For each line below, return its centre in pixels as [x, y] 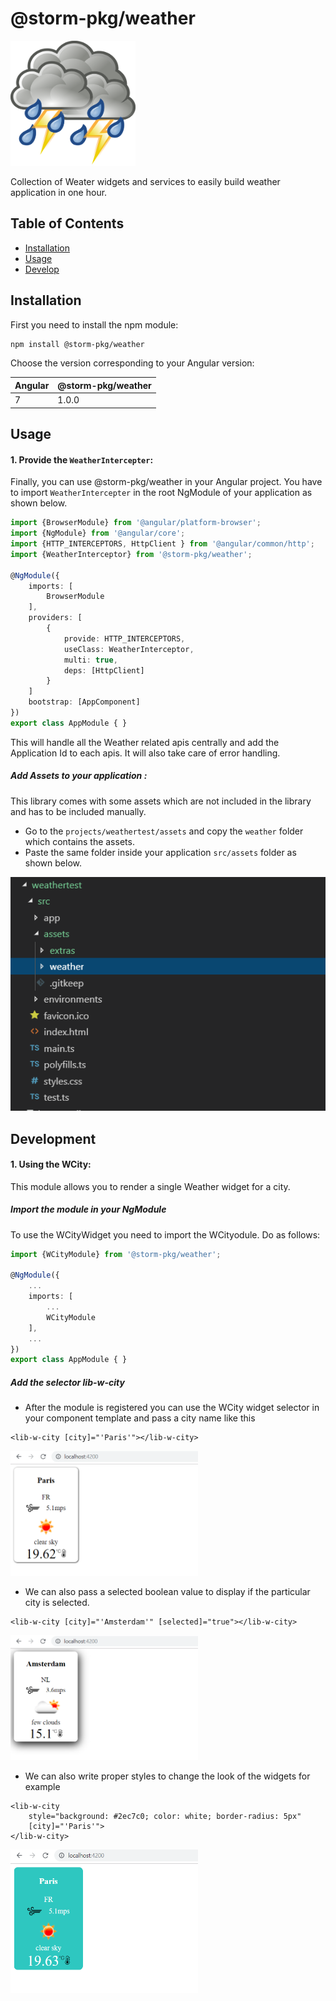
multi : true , [90, 660]
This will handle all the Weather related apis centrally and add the [145, 742]
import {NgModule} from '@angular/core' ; [98, 533]
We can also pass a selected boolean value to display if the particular [167, 1592]
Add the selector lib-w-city [67, 1382]
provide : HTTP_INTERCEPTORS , [124, 638]
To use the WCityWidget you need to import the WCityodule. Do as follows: [165, 1234]
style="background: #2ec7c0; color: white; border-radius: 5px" [165, 1817]
